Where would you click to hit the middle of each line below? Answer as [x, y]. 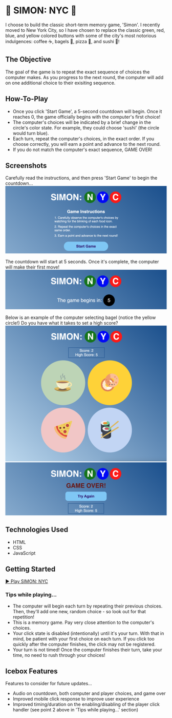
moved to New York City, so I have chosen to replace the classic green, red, [85, 30]
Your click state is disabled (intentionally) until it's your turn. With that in [88, 633]
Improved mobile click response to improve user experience [76, 699]
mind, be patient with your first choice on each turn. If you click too [83, 638]
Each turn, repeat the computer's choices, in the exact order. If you [83, 139]
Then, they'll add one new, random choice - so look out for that [79, 611]
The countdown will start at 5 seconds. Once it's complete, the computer [82, 262]
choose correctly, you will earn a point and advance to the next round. [87, 144]
